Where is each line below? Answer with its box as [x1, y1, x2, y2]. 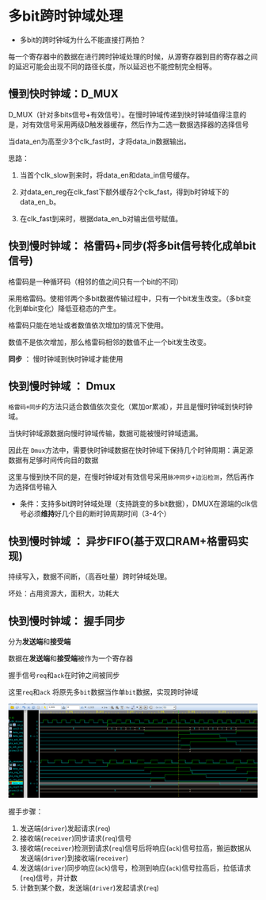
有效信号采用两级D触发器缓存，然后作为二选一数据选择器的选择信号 [28, 120, 249, 129]
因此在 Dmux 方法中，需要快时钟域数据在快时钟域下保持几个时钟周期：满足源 [8, 446, 253, 455]
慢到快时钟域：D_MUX [8, 87, 119, 101]
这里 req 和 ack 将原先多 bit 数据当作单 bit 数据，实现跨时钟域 [8, 687, 199, 696]
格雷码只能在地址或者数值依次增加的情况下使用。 [8, 320, 168, 330]
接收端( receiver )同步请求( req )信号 [19, 833, 132, 843]
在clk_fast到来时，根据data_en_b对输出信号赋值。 [19, 213, 183, 223]
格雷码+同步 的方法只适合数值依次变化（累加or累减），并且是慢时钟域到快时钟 [8, 402, 253, 412]
